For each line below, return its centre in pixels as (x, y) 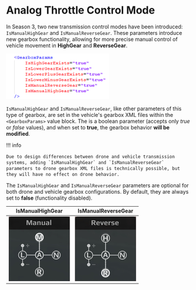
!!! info (14, 145)
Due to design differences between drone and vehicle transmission (91, 157)
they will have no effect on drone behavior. (63, 174)
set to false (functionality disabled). (49, 198)
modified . (18, 133)
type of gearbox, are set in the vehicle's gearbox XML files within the (90, 115)
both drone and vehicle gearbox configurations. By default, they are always (97, 191)
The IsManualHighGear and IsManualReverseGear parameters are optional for (98, 185)
